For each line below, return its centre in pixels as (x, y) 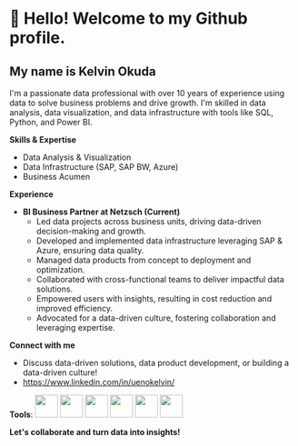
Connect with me (42, 345)
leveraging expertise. (75, 327)
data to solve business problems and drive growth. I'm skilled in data (138, 103)
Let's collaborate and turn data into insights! (95, 432)
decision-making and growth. (91, 231)
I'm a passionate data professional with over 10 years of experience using (147, 93)
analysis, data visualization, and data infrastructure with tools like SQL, (142, 112)
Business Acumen (56, 177)
